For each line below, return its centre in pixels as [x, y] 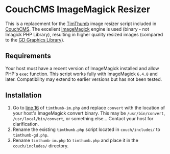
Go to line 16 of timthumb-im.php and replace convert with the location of [89, 107]
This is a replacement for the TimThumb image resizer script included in [81, 24]
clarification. [26, 124]
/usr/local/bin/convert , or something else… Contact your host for [83, 118]
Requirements [28, 56]
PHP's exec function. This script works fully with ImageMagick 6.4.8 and [82, 74]
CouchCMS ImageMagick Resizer [78, 9]
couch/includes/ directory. [41, 146]
